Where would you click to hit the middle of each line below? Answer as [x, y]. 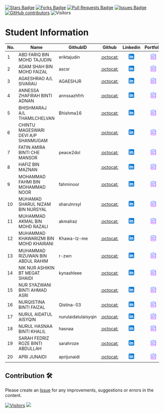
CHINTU [27, 125]
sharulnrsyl [70, 204]
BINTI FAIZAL [32, 307]
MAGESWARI [32, 130]
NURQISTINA [32, 302]
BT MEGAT [29, 273]
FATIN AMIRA [32, 147]
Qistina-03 [70, 305]
